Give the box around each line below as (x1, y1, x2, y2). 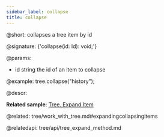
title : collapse (6, 14, 47, 20)
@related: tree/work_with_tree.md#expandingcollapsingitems (6, 112, 158, 120)
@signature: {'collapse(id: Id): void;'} (6, 43, 97, 50)
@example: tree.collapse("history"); (6, 78, 95, 85)
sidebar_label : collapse (6, 8, 68, 15)
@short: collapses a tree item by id (6, 31, 93, 38)
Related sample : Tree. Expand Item (6, 100, 94, 108)
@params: (6, 54, 32, 61)
